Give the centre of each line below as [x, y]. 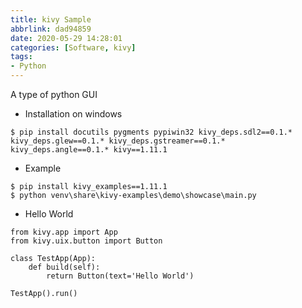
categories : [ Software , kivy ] [73, 47]
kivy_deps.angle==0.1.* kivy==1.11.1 [89, 150]
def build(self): [64, 267]
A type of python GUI [54, 94]
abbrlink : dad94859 [51, 29]
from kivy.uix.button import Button [86, 241]
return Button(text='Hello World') [120, 276]
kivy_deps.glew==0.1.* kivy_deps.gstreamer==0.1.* [118, 141]
